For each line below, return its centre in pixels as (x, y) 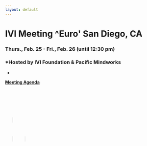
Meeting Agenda (23, 82)
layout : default (22, 10)
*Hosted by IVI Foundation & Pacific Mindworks (63, 62)
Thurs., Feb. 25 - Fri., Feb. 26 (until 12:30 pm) (60, 49)
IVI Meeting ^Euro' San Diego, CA (74, 33)
